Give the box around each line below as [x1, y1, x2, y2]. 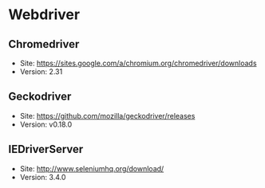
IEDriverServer [8, 143, 84, 156]
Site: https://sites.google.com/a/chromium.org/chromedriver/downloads [19, 58, 257, 68]
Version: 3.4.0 [19, 172, 66, 182]
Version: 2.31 [19, 67, 63, 76]
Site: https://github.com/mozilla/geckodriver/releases [19, 111, 196, 120]
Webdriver [8, 6, 81, 24]
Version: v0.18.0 [19, 119, 73, 129]
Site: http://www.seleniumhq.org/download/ [19, 163, 164, 173]
